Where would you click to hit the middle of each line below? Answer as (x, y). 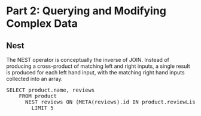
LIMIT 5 (42, 108)
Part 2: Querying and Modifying (86, 11)
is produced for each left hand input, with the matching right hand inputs (95, 72)
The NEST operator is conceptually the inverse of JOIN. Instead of (88, 60)
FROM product (38, 96)
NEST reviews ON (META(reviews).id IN (82, 102)
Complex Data (42, 23)
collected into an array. (34, 79)
